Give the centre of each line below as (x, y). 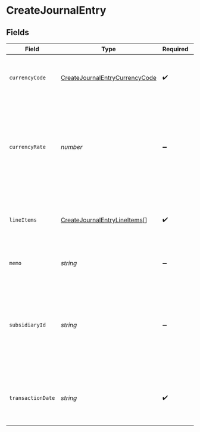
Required (175, 49)
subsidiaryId (28, 325)
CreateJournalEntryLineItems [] (104, 220)
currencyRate (28, 147)
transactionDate (32, 398)
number (71, 147)
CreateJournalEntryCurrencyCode (108, 78)
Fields (18, 32)
